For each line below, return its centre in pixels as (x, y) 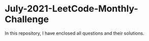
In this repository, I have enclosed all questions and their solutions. (74, 33)
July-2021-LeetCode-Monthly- (71, 9)
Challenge (27, 19)
